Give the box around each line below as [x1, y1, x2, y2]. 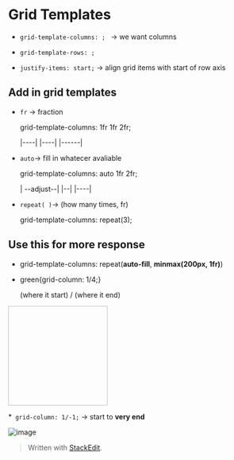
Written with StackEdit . [27, 442, 103, 452]
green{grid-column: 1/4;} [19, 275, 102, 284]
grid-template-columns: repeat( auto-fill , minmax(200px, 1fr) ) [19, 259, 224, 268]
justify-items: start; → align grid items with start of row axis [19, 62, 226, 72]
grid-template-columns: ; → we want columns [19, 32, 177, 41]
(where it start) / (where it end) [19, 290, 121, 299]
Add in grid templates [8, 86, 117, 99]
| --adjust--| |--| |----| [19, 184, 92, 193]
